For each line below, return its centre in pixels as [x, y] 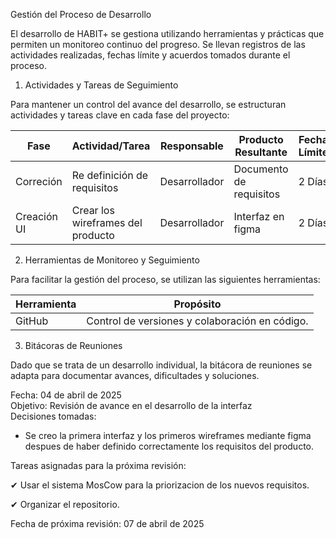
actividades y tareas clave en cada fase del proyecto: [120, 115]
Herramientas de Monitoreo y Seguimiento [112, 260]
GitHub [32, 321]
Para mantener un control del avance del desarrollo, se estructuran [148, 104]
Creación [36, 216]
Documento [261, 169]
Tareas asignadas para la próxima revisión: [98, 465]
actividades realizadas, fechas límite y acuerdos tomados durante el [150, 55]
